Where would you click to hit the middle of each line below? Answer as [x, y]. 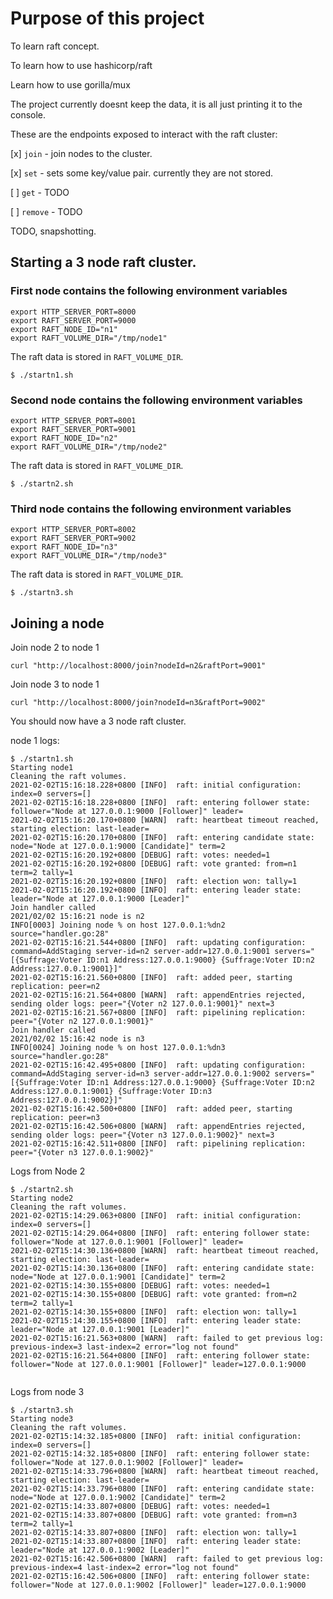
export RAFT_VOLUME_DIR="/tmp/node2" [89, 447]
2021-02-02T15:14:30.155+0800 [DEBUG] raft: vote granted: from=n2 [154, 1295]
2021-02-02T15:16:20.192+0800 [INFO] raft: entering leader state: [156, 890]
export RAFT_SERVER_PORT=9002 [73, 538]
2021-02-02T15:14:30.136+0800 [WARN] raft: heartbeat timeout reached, [165, 1251]
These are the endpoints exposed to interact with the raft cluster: [144, 134]
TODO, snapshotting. [53, 231]
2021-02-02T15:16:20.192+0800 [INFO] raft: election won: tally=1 [154, 882]
